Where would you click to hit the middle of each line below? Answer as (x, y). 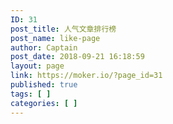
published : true (44, 85)
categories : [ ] (44, 103)
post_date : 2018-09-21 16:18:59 (77, 57)
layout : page (37, 66)
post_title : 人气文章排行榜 (63, 29)
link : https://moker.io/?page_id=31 (86, 76)
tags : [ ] (31, 94)
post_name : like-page (55, 38)
